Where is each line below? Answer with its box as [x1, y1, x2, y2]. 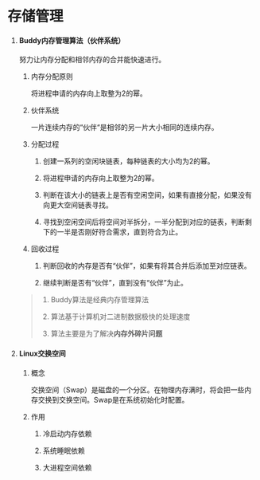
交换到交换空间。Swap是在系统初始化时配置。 [37, 395, 189, 404]
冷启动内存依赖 [42, 428, 92, 439]
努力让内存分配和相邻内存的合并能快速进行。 [18, 55, 166, 65]
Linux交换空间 [18, 348, 67, 358]
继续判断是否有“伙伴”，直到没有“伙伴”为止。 [42, 278, 188, 288]
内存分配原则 [30, 72, 73, 81]
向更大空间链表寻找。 [42, 200, 113, 210]
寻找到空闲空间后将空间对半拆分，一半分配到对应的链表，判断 [42, 217, 246, 227]
